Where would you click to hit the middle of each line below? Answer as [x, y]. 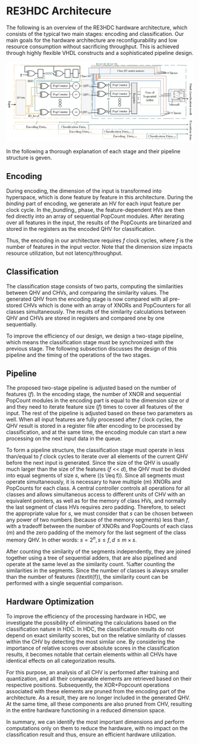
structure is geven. [29, 158]
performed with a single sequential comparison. [65, 584]
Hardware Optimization [50, 602]
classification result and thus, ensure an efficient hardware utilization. [91, 734]
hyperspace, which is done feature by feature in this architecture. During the [99, 197]
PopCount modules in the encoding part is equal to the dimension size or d [97, 400]
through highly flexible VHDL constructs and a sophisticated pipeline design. [100, 53]
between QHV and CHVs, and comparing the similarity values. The [88, 292]
